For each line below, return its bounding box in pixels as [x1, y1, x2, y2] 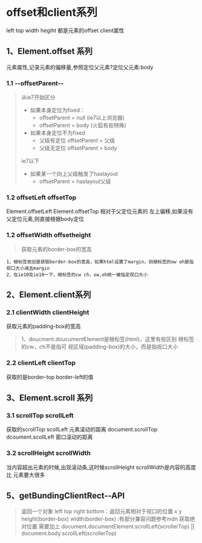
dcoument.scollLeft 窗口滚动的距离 [6, 433, 93, 440]
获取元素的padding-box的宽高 [6, 323, 81, 330]
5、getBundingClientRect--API [6, 491, 125, 501]
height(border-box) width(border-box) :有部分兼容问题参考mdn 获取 [21, 515, 191, 522]
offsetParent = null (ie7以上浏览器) [39, 114, 125, 121]
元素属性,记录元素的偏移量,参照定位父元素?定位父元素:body [6, 63, 154, 70]
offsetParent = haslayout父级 [39, 178, 111, 185]
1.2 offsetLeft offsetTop [6, 193, 77, 201]
